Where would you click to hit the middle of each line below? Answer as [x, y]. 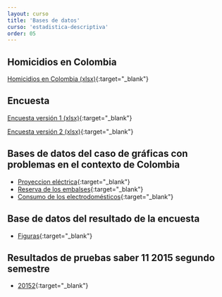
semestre [29, 268]
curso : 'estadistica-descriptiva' [58, 27]
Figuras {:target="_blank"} [55, 236]
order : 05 [22, 33]
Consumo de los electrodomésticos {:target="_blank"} [95, 196]
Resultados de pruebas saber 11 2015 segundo [111, 258]
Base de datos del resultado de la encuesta [104, 219]
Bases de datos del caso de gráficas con [98, 154]
